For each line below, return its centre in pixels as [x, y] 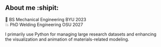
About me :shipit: [32, 8]
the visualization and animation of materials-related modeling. [67, 39]
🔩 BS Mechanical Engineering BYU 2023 [46, 19]
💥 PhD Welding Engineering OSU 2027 [44, 24]
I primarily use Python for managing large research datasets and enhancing [81, 34]
